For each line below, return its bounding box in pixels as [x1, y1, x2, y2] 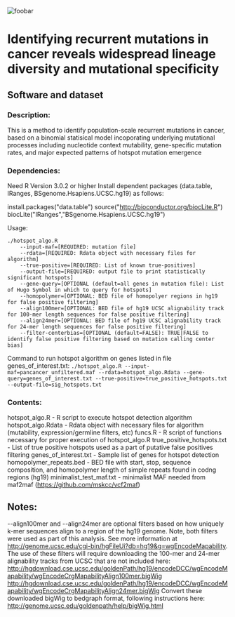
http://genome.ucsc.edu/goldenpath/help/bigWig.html [7, 602, 163, 610]
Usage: [7, 224, 28, 232]
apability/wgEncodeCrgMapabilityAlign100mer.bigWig [7, 572, 163, 580]
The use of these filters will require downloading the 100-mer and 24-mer [7, 550, 220, 558]
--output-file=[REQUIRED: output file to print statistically [20, 268, 206, 275]
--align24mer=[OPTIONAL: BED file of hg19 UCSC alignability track [20, 317, 221, 324]
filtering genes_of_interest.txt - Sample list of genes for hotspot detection [7, 451, 220, 459]
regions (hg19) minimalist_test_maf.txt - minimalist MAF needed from [7, 473, 206, 482]
